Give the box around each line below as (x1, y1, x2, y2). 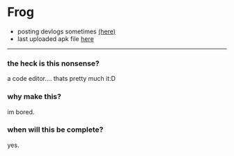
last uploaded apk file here (17, 34, 94, 42)
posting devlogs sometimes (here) (17, 27, 116, 36)
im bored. (7, 107, 35, 116)
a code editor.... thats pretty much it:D (7, 75, 116, 83)
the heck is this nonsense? (7, 58, 100, 68)
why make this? (7, 92, 61, 102)
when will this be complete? (7, 125, 104, 134)
